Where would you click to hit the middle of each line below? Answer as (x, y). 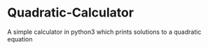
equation (20, 39)
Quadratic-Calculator (71, 13)
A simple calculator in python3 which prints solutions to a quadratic (104, 32)
